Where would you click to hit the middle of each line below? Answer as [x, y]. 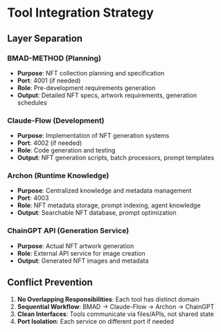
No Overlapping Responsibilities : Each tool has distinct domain [108, 299]
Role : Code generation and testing [66, 150]
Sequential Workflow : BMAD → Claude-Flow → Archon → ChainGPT [116, 306]
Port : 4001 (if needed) [49, 80]
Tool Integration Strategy [81, 13]
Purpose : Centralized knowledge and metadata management [104, 191]
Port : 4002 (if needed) [50, 143]
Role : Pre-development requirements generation [86, 87]
